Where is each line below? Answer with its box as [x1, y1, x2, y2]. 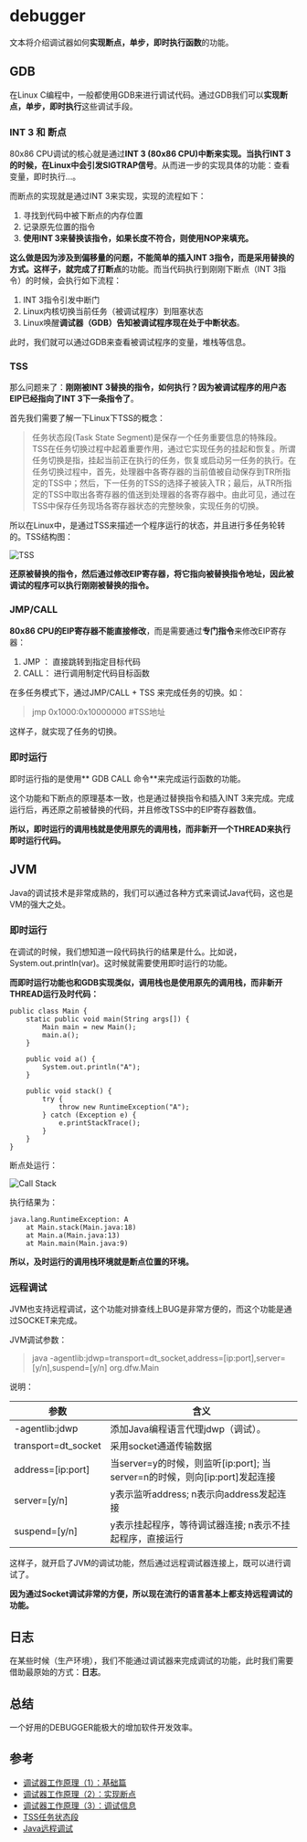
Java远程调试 [22, 1823, 74, 1834]
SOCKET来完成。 [16, 1315, 82, 1326]
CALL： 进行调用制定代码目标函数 [22, 668, 151, 679]
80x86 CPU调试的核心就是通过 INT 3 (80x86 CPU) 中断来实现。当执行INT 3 [9, 148, 291, 160]
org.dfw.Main [109, 1363, 160, 1374]
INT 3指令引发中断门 [22, 294, 101, 306]
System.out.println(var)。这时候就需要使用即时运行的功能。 [9, 958, 233, 969]
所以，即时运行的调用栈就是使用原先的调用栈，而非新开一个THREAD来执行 [9, 823, 291, 834]
